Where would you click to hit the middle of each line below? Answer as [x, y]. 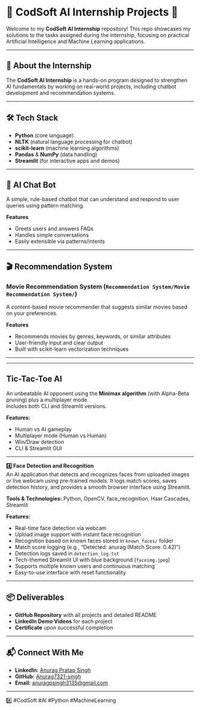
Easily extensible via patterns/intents [60, 242]
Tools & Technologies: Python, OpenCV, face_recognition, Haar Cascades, [98, 498]
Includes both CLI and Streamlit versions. [57, 406]
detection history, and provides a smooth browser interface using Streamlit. [99, 487]
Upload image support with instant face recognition [78, 534]
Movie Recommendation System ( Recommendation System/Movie [98, 286]
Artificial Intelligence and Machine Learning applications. [76, 41]
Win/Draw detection [39, 442]
